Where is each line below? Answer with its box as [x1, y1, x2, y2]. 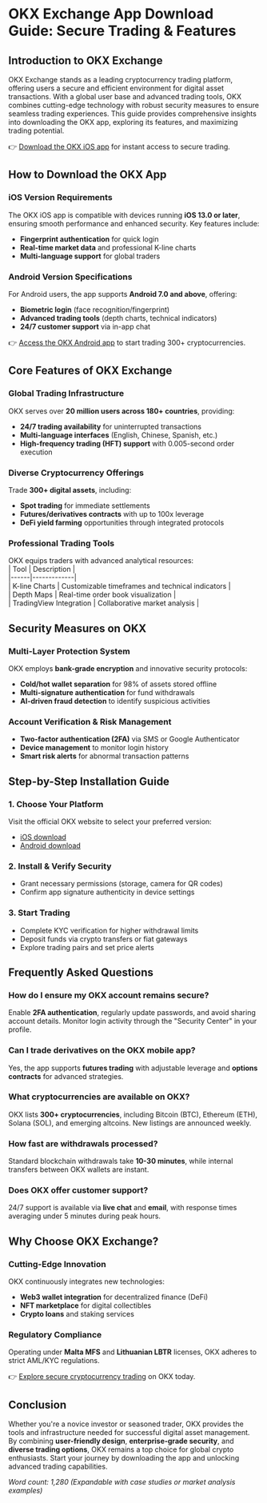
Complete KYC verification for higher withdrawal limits [19, 925, 199, 935]
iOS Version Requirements [8, 192, 114, 203]
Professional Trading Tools [8, 538, 114, 549]
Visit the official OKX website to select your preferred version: [8, 817, 212, 826]
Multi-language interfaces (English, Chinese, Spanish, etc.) [19, 430, 218, 440]
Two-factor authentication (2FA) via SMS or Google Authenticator [19, 734, 240, 744]
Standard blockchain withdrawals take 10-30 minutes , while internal [8, 1157, 233, 1166]
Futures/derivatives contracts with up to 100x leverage [19, 509, 205, 518]
